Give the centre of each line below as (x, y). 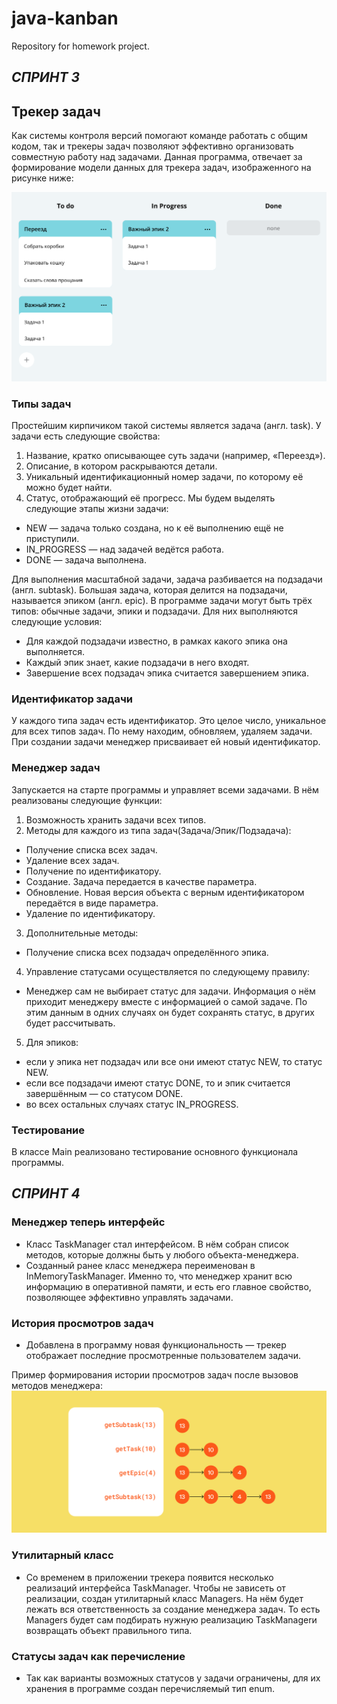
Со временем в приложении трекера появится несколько (149, 1577)
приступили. (52, 539)
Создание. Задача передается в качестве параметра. (141, 881)
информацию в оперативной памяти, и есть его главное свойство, (168, 1286)
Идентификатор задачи (72, 699)
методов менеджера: (57, 1385)
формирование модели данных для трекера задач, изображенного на (161, 168)
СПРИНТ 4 (46, 1193)
